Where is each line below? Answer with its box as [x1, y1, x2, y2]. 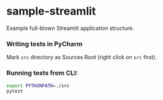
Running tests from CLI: [6, 69, 78, 77]
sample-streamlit [6, 4, 96, 18]
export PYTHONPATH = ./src [6, 82, 70, 89]
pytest [6, 88, 23, 95]
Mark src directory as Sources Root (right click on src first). [6, 54, 157, 61]
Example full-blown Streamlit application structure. [6, 24, 134, 32]
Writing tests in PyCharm [6, 40, 83, 48]
